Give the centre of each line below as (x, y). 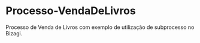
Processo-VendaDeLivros (71, 11)
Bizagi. (14, 33)
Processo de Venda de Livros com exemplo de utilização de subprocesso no (100, 27)
